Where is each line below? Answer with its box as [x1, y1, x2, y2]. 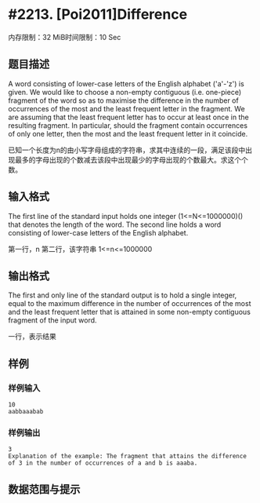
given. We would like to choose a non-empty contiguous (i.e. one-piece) [8, 87, 242, 97]
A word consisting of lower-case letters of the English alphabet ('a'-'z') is [8, 78, 244, 88]
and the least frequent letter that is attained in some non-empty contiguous [8, 308, 251, 317]
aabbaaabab [8, 408, 44, 416]
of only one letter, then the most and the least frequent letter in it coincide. [8, 129, 248, 138]
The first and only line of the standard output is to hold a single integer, [8, 290, 237, 300]
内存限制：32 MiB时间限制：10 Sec [8, 32, 121, 42]
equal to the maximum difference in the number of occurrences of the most [8, 299, 251, 308]
